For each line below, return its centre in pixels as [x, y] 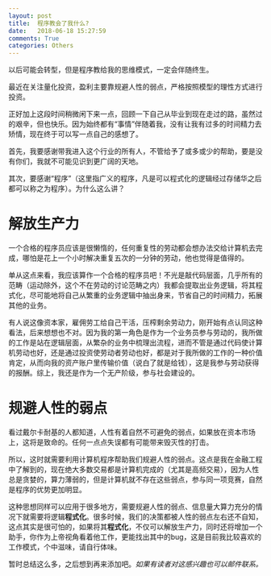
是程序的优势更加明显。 [47, 489]
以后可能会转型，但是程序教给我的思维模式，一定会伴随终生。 [111, 70]
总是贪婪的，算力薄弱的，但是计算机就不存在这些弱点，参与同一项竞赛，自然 [135, 479]
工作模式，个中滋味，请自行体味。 [65, 547]
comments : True [34, 38]
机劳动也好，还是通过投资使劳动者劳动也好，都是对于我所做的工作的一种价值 [135, 353]
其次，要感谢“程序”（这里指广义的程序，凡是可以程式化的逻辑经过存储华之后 [135, 179]
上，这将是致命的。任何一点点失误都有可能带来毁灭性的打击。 [111, 442]
